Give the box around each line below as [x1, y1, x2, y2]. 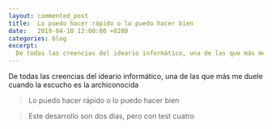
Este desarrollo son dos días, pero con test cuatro [28, 111, 195, 121]
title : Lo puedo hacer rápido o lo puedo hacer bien [8, 19, 194, 27]
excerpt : [8, 42, 38, 50]
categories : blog [8, 34, 67, 43]
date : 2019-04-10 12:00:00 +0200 [8, 27, 129, 35]
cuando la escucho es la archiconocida [8, 80, 139, 89]
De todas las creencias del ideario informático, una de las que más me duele [8, 72, 263, 81]
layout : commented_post [8, 11, 89, 20]
